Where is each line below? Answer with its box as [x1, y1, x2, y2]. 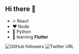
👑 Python [12, 28, 31, 34]
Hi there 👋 [5, 5, 36, 13]
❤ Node [12, 23, 30, 29]
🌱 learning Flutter [12, 34, 48, 40]
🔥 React [12, 18, 29, 24]
